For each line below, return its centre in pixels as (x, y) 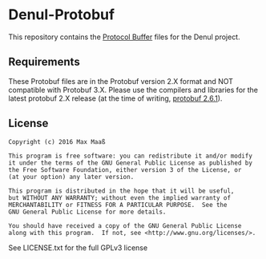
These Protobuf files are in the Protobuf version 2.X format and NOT (121, 81)
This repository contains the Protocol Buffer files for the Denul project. (124, 37)
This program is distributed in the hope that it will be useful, (121, 191)
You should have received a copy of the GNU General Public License (125, 225)
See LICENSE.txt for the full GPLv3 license (78, 247)
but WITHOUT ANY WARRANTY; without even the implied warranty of (119, 197)
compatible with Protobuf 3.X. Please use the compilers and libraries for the (133, 90)
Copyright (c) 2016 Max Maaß (57, 141)
